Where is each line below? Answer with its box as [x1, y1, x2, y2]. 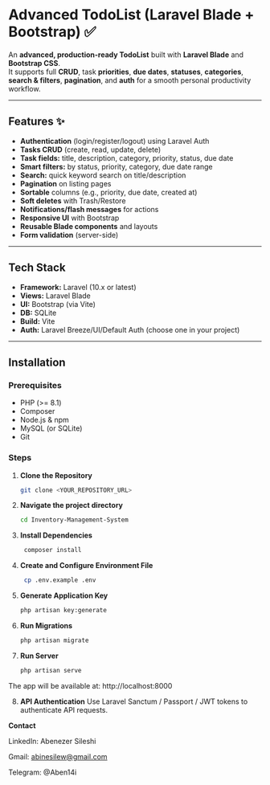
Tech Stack [8, 261, 66, 275]
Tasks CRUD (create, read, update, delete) [19, 145, 162, 154]
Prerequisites [8, 379, 62, 390]
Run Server [19, 651, 59, 660]
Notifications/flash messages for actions [19, 204, 159, 214]
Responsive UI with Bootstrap [19, 213, 120, 223]
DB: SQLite [19, 308, 57, 317]
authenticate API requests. [19, 705, 108, 714]
